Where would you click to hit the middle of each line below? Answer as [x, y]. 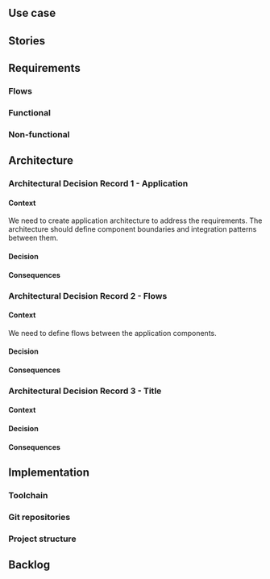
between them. [33, 238]
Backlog [29, 565]
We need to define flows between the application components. [113, 333]
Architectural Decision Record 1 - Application [98, 183]
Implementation [49, 473]
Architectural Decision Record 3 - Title [85, 391]
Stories [27, 41]
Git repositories [39, 517]
